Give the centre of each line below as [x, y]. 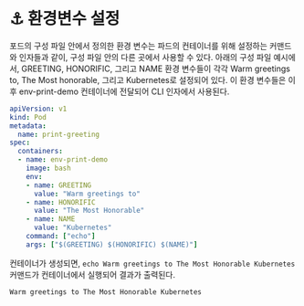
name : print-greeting [59, 134]
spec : [20, 142]
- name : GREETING [59, 185]
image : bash [48, 169]
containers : [41, 152]
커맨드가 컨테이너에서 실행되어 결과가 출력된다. [93, 274]
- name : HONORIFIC [61, 202]
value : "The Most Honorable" [89, 211]
